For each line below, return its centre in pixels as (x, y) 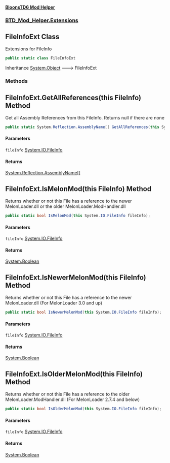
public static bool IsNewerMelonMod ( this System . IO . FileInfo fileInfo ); (83, 313)
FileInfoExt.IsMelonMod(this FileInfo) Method (78, 189)
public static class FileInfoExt (40, 58)
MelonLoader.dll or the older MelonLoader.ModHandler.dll (66, 206)
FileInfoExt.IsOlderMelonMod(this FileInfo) (74, 374)
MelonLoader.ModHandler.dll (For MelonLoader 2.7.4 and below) (73, 399)
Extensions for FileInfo (29, 49)
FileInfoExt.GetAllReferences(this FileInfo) (73, 97)
